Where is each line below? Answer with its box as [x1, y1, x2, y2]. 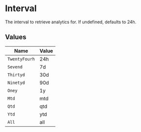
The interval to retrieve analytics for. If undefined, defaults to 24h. [5, 19, 137, 25]
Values [5, 33, 27, 41]
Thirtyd [7, 72, 25, 78]
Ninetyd [7, 80, 25, 85]
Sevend [7, 64, 23, 69]
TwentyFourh [7, 56, 35, 62]
